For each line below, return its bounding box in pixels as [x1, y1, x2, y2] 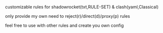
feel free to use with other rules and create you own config [5, 22, 124, 28]
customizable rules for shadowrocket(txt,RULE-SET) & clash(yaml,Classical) [5, 4, 159, 10]
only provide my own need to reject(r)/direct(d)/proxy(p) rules [5, 13, 130, 19]
